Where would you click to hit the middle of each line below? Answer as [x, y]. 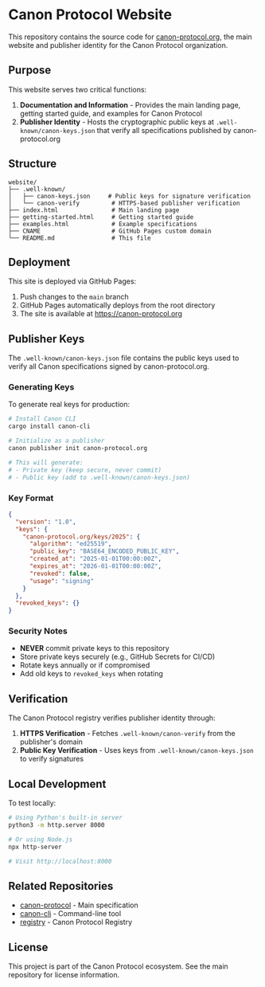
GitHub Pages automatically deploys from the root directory [117, 305]
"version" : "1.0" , [46, 522]
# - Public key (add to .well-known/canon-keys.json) [99, 477]
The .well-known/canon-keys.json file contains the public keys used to [124, 358]
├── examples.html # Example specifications [103, 224]
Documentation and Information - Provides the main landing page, [130, 104]
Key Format [31, 498]
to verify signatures [52, 759]
